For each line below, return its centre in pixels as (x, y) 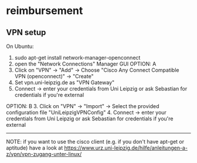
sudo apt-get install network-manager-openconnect (77, 58)
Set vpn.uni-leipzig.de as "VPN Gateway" (64, 82)
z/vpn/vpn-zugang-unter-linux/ (44, 154)
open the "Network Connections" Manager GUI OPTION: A (85, 64)
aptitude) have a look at (35, 148)
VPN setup (26, 32)
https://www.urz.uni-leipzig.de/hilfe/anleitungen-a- (126, 148)
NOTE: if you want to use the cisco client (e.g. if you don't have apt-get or (95, 142)
